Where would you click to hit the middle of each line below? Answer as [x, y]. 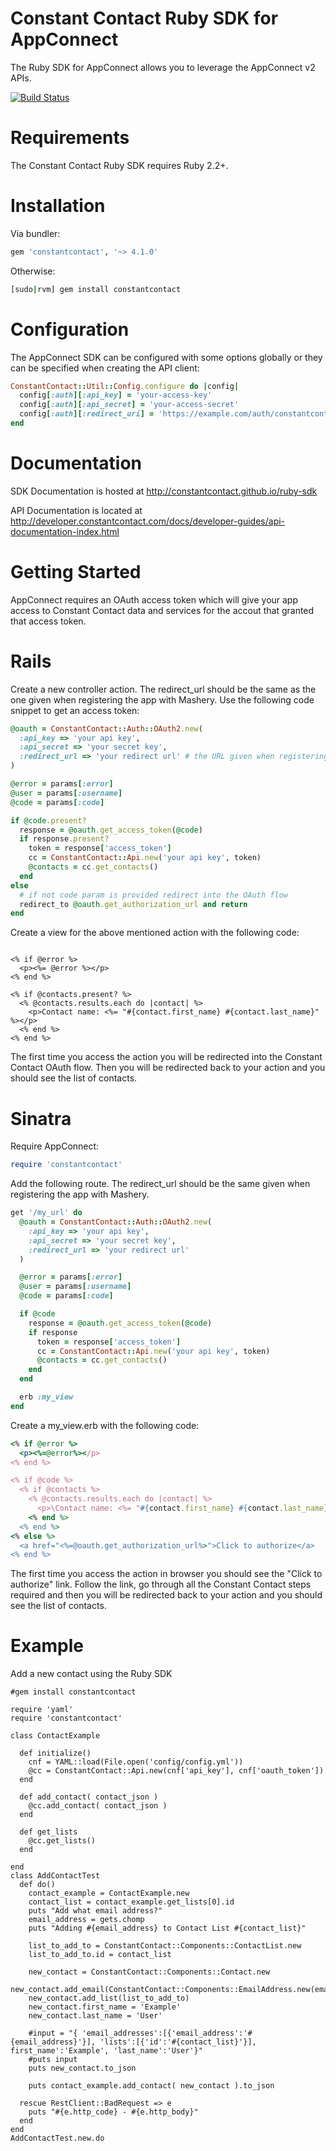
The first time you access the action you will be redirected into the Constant [166, 1057]
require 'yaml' [42, 1710]
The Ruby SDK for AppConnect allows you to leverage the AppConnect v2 [163, 67]
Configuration [70, 329]
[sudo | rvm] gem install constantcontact [96, 289]
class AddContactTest [55, 1876]
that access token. [48, 621]
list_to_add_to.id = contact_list [100, 1955]
